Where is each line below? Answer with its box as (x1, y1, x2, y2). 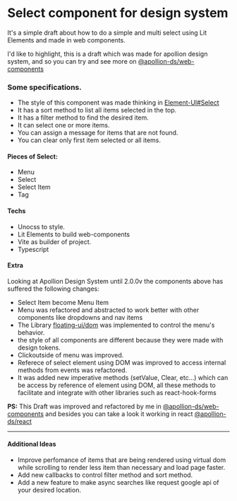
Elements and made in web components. (7, 35, 126, 44)
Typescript (17, 245, 49, 253)
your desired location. (17, 486, 81, 495)
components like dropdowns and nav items (17, 313, 143, 321)
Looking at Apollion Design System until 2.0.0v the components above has (7, 277, 224, 285)
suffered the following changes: (7, 284, 100, 293)
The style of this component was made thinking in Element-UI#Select (17, 98, 219, 107)
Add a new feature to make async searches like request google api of (17, 478, 220, 487)
